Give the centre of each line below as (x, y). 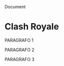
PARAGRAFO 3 (20, 59)
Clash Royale (32, 27)
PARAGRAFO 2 (20, 50)
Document (15, 7)
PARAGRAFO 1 (19, 40)
